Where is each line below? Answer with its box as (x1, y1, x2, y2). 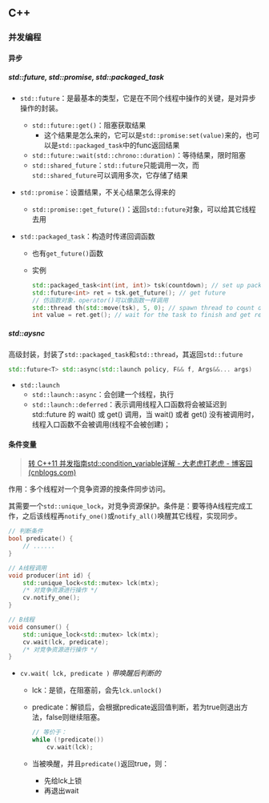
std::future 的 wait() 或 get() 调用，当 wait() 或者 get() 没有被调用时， (31, 410, 259, 420)
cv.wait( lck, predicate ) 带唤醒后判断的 (19, 668, 162, 678)
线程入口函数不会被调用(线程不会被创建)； (31, 420, 171, 429)
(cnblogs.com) (27, 468, 77, 477)
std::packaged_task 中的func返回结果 (58, 140, 180, 150)
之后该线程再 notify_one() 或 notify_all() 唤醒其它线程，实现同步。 (22, 512, 242, 521)
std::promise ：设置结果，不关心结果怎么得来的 (19, 187, 176, 197)
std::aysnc (8, 328, 46, 338)
